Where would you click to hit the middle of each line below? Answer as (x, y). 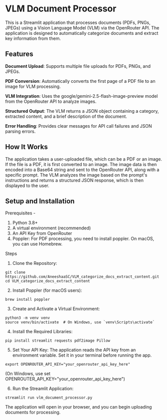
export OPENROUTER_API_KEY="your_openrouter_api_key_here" (68, 365)
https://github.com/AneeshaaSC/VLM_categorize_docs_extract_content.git (82, 277)
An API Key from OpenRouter (42, 233)
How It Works (27, 147)
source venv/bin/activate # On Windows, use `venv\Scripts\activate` (80, 322)
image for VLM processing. (33, 86)
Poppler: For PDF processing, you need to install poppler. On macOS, (83, 239)
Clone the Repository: (35, 263)
